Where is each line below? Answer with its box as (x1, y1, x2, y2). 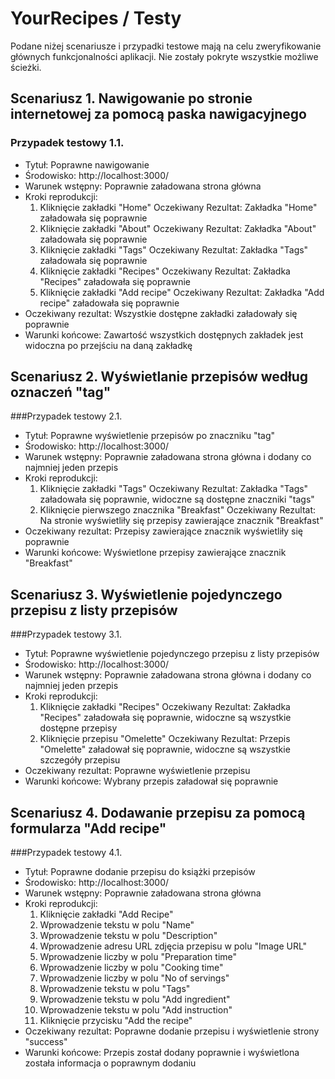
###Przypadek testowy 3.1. (10, 628, 123, 641)
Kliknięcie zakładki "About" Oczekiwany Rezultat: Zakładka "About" (39, 222, 317, 234)
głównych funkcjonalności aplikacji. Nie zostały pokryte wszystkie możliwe (10, 50, 319, 62)
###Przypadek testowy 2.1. (10, 410, 123, 422)
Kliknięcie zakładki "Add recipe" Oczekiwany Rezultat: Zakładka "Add (39, 286, 325, 298)
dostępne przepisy (39, 722, 118, 734)
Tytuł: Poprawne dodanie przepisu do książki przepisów (24, 866, 256, 878)
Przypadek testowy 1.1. (10, 136, 125, 150)
